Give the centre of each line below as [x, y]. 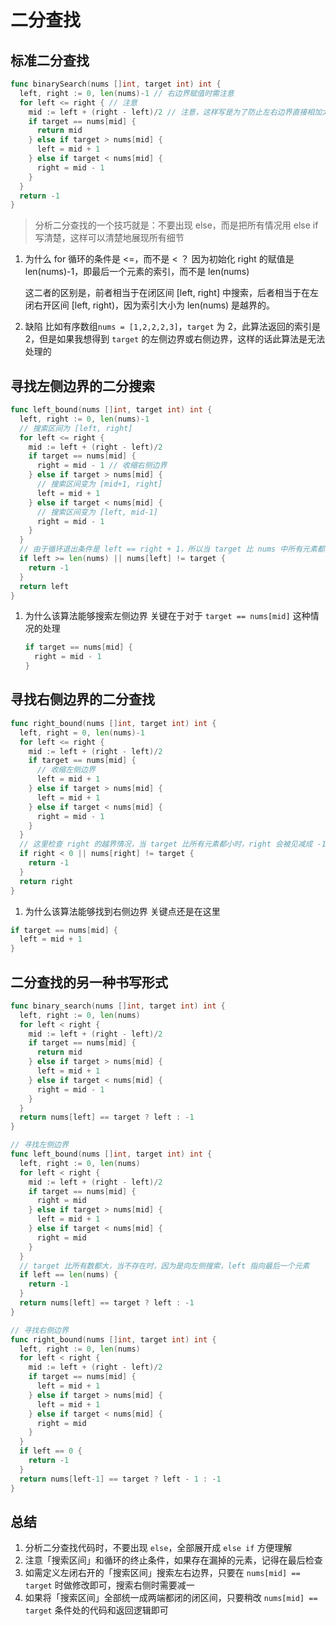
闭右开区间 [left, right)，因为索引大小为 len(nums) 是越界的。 [150, 305]
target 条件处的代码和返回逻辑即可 [96, 1610]
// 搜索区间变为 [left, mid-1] [97, 512]
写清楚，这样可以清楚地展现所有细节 [109, 238]
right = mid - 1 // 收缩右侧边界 [102, 466]
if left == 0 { [51, 1451]
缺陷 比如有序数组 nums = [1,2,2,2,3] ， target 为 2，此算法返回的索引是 [172, 327]
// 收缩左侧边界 [66, 770]
